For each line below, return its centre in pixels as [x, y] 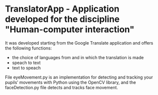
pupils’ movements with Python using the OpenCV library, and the [71, 82]
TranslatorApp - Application [62, 9]
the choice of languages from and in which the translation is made [78, 57]
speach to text [26, 63]
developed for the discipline [62, 19]
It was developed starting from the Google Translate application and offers [79, 43]
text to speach [26, 68]
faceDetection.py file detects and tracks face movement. [62, 87]
